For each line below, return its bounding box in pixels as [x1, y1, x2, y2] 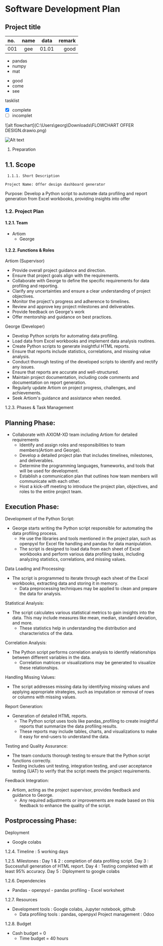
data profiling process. [12, 530, 57, 536]
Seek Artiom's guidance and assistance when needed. [12, 395, 122, 401]
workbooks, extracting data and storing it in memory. [12, 580, 118, 586]
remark [58, 38, 76, 44]
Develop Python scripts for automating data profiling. [12, 333, 119, 339]
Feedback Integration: [5, 777, 49, 783]
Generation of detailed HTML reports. [12, 713, 88, 719]
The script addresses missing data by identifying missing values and [12, 684, 150, 690]
